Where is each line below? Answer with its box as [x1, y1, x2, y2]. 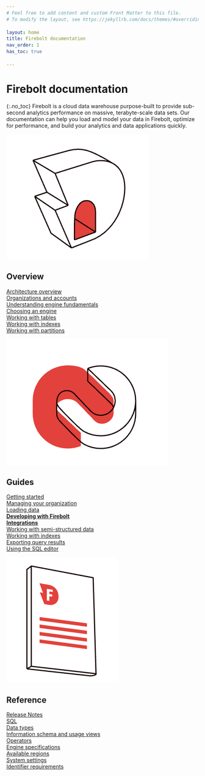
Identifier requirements [6, 763, 64, 770]
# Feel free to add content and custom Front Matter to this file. [6, 10, 182, 16]
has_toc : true [6, 49, 43, 55]
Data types [6, 724, 34, 731]
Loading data [6, 506, 40, 514]
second [6, 109, 26, 116]
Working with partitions [6, 327, 65, 334]
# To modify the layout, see [6, 16, 81, 23]
